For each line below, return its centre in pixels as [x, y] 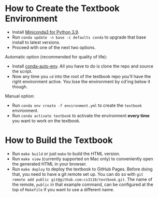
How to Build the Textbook [59, 140]
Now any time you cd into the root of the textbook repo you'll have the [81, 76]
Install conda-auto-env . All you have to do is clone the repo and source [83, 66]
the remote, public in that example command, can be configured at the [83, 184]
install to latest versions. [36, 42]
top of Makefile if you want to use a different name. [63, 189]
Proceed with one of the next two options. [54, 47]
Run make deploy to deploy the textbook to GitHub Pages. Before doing [82, 169]
